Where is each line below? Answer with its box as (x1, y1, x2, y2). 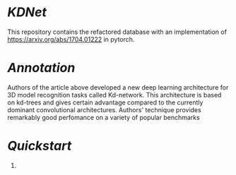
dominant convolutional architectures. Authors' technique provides (7, 105, 201, 114)
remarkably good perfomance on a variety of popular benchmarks (7, 113, 200, 121)
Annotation (7, 60, 76, 76)
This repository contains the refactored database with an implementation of (7, 28, 228, 36)
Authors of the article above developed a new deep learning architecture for (7, 83, 229, 92)
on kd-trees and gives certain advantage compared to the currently (7, 98, 203, 107)
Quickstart (7, 138, 72, 154)
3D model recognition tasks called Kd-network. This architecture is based (7, 90, 222, 99)
